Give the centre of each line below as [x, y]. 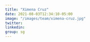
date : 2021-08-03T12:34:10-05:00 [39, 14]
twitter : [14, 23]
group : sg [15, 32]
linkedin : [15, 28]
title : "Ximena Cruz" [27, 9]
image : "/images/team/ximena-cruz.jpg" [45, 18]
